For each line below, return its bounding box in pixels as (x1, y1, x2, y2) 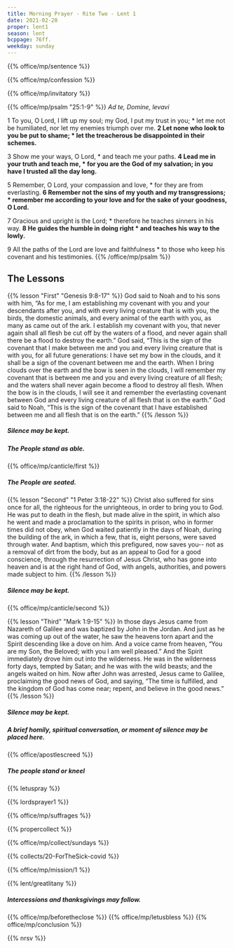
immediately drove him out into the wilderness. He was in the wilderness (7, 654, 216, 663)
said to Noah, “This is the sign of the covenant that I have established (7, 403, 208, 411)
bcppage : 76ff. (7, 36, 52, 43)
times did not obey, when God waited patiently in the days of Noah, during (7, 525, 222, 534)
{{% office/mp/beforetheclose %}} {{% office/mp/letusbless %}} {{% (7, 913, 207, 921)
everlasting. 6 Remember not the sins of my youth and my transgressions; (7, 188, 226, 196)
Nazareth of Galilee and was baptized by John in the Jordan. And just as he (7, 625, 226, 633)
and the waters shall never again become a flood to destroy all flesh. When (7, 380, 223, 389)
